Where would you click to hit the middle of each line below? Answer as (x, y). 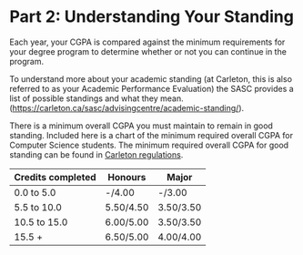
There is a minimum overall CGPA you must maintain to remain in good (141, 126)
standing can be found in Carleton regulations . (96, 154)
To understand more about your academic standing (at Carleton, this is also (151, 78)
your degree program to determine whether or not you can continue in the (148, 51)
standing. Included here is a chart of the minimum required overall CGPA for (151, 135)
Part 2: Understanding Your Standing (151, 17)
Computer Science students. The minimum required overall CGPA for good (149, 145)
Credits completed (56, 177)
